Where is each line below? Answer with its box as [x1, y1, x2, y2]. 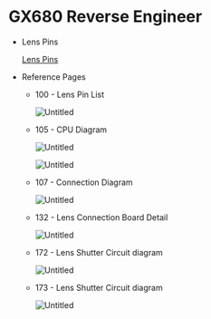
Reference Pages [21, 71, 87, 82]
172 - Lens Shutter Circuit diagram [34, 246, 164, 257]
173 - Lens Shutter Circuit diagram [34, 282, 164, 293]
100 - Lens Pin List [34, 89, 105, 100]
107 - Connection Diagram [34, 177, 133, 188]
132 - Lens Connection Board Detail [34, 211, 168, 223]
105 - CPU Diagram [34, 124, 108, 135]
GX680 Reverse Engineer [8, 6, 203, 27]
